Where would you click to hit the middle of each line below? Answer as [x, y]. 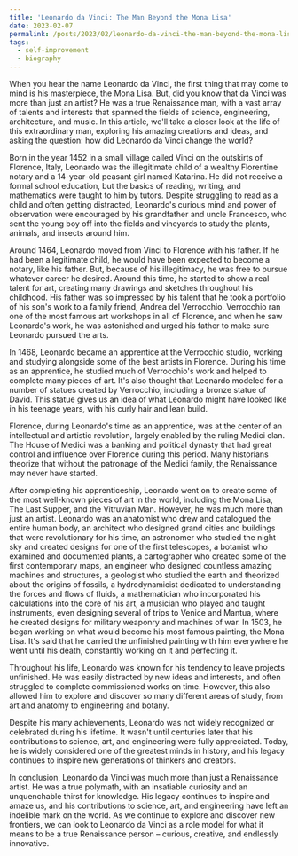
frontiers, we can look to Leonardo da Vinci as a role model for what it [137, 825]
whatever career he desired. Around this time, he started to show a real [139, 279]
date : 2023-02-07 [41, 26]
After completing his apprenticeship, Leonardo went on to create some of [143, 490]
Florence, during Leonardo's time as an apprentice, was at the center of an [146, 426]
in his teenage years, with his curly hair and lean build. [109, 408]
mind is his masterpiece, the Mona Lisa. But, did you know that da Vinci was [148, 93]
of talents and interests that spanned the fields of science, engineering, [140, 112]
